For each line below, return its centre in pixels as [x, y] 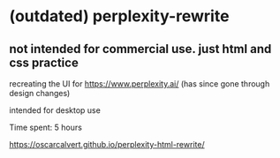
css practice [44, 62]
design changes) [40, 93]
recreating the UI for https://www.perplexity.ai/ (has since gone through [140, 84]
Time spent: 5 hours [45, 127]
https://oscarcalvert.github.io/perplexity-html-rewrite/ [107, 144]
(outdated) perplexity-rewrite [119, 16]
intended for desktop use [55, 110]
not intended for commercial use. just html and [140, 49]
